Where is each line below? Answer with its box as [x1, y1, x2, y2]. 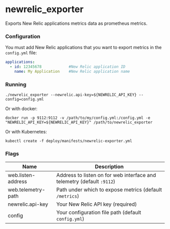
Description [95, 163, 124, 170]
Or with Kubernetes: [5, 129, 47, 135]
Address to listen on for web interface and [56, 172, 156, 179]
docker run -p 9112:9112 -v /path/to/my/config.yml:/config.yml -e [5, 115, 151, 121]
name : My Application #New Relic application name [14, 69, 130, 74]
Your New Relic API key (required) [56, 201, 137, 208]
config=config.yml [5, 97, 44, 102]
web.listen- [8, 172, 35, 179]
